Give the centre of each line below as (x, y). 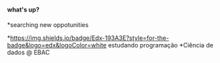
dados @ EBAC (28, 52)
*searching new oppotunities (48, 25)
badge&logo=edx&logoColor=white (57, 45)
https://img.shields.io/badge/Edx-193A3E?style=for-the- (89, 38)
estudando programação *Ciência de (161, 45)
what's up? (23, 9)
